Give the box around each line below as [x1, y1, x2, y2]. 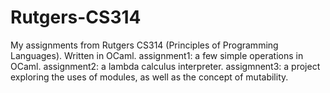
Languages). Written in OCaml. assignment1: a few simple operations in [10, 49, 304, 61]
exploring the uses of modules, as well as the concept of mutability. [10, 71, 289, 83]
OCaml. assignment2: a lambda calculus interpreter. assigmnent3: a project [10, 60, 321, 72]
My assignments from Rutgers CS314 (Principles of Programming [10, 39, 279, 51]
